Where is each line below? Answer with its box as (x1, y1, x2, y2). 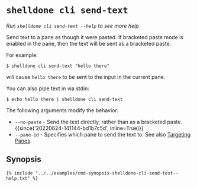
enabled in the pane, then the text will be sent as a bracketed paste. (6, 40, 172, 47)
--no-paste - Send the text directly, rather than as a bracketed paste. (14, 118, 182, 125)
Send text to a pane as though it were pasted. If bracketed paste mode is (6, 33, 184, 40)
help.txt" (6, 175, 31, 181)
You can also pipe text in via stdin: (6, 85, 90, 92)
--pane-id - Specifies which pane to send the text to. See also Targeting (14, 131, 191, 138)
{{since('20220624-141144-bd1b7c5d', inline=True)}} (14, 124, 144, 132)
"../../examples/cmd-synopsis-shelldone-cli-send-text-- (35, 170, 179, 176)
